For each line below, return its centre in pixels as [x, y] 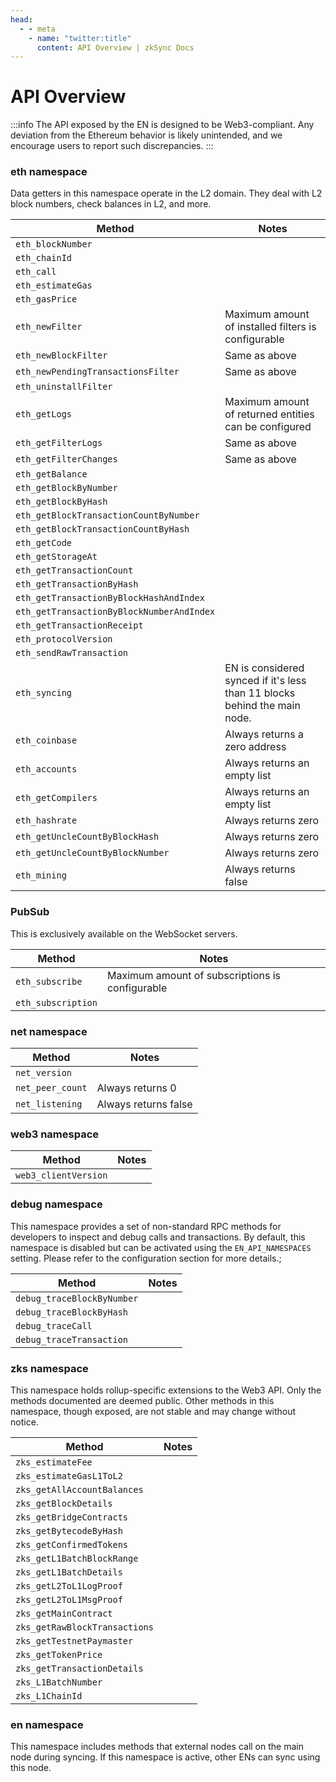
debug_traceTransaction [72, 1339]
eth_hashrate [46, 820]
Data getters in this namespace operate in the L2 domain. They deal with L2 [166, 193]
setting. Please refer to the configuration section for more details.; [146, 1258]
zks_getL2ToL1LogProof [69, 1585]
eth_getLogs [44, 414]
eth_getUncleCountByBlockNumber [92, 853]
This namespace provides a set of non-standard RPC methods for [146, 1226]
